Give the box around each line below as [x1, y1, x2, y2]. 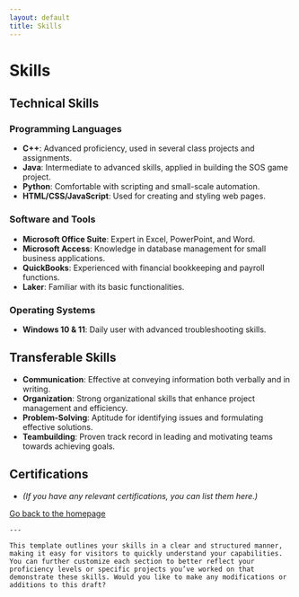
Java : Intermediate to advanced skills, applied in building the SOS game [22, 162, 289, 173]
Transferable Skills [9, 350, 117, 365]
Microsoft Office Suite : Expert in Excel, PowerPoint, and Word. [22, 233, 256, 244]
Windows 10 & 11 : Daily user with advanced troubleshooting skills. [22, 324, 267, 335]
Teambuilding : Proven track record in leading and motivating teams [22, 431, 274, 442]
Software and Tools [9, 213, 96, 225]
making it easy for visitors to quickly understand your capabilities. [9, 549, 283, 557]
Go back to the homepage [9, 508, 106, 519]
